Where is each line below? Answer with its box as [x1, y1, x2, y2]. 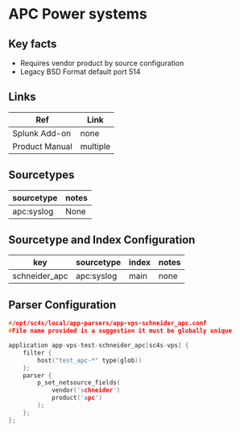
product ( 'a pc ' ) [51, 394, 103, 402]
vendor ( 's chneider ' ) [51, 386, 121, 395]
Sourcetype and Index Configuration [8, 233, 196, 247]
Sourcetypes [8, 168, 75, 182]
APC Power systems [8, 5, 147, 23]
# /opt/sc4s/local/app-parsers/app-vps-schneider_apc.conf [8, 319, 207, 327]
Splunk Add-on [12, 127, 71, 139]
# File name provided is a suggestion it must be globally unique [8, 327, 232, 335]
